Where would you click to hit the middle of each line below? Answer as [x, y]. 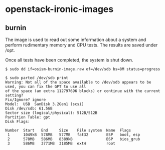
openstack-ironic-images [59, 9]
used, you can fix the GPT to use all [46, 86]
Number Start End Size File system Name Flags [68, 130]
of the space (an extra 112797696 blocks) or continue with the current [83, 91]
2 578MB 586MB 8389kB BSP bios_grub [74, 139]
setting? [14, 95]
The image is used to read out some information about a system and [76, 39]
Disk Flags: [18, 121]
